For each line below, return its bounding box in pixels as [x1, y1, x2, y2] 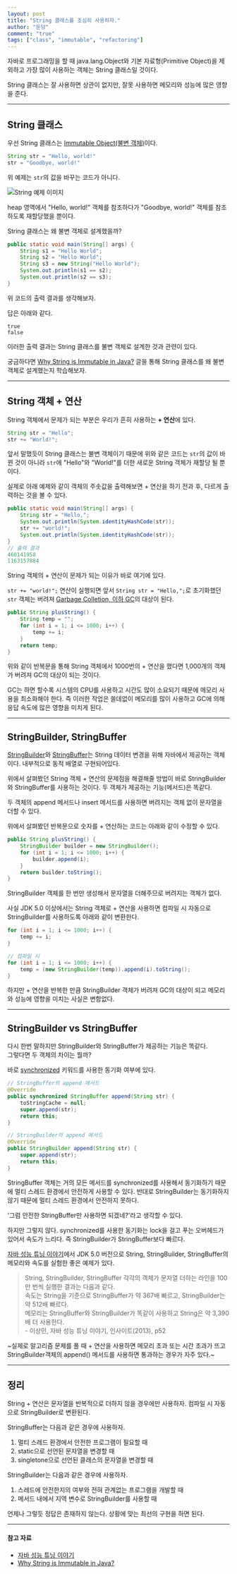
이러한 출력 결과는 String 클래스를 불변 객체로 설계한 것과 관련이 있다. [7, 342, 197, 350]
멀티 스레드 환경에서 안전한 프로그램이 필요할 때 [17, 1438, 148, 1446]
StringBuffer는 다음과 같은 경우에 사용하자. [7, 1423, 126, 1432]
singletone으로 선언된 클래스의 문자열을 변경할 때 [17, 1456, 154, 1464]
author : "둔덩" [7, 23, 49, 30]
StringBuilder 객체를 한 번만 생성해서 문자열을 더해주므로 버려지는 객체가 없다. [7, 889, 222, 898]
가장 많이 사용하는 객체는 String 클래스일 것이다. [25, 66, 159, 74]
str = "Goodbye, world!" [7, 159, 80, 166]
